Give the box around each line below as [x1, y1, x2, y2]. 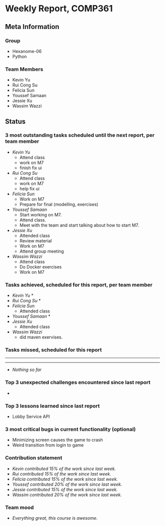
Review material [19, 237, 52, 243]
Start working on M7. [19, 211, 62, 217]
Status [5, 117, 26, 126]
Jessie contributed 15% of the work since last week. [12, 486, 118, 492]
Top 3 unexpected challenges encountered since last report [5, 379, 151, 386]
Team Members [5, 66, 43, 73]
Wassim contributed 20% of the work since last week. [12, 492, 122, 498]
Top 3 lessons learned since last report [5, 402, 100, 409]
